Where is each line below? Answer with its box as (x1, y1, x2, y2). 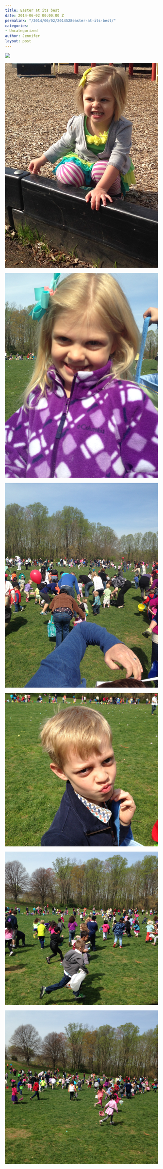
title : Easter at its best (5, 8, 60, 13)
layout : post (5, 39, 32, 44)
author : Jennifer (5, 34, 40, 39)
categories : (5, 23, 29, 28)
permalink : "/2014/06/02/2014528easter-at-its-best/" (5, 18, 116, 23)
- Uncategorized (5, 28, 38, 34)
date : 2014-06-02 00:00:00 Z (5, 13, 64, 18)
